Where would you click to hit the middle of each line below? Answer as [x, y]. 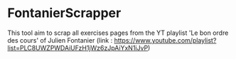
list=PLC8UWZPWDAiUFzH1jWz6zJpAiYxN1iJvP [78, 48]
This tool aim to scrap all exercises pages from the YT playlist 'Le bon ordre [118, 33]
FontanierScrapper [64, 13]
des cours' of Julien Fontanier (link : [60, 40]
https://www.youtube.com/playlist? [165, 40]
